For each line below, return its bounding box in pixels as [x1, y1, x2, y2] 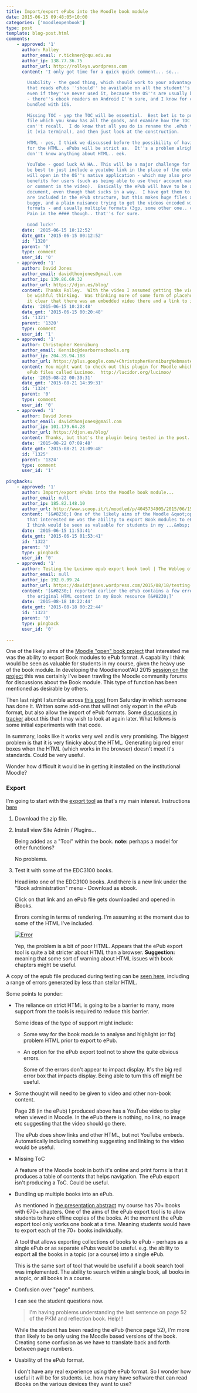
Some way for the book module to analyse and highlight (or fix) [23, 1030, 176, 1037]
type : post [6, 25, 33, 31]
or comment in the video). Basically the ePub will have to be [27, 183, 188, 189]
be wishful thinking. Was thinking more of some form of [27, 293, 172, 299]
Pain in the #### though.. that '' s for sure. [27, 211, 141, 217]
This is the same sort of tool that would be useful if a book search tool [14, 1262, 184, 1269]
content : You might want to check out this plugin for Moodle [21, 364, 177, 370]
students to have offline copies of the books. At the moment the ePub [14, 1214, 183, 1221]
